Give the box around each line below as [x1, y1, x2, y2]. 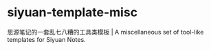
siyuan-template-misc [7, 5, 138, 20]
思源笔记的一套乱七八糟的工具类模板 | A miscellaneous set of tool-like [7, 28, 204, 36]
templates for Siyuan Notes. [7, 35, 86, 43]
